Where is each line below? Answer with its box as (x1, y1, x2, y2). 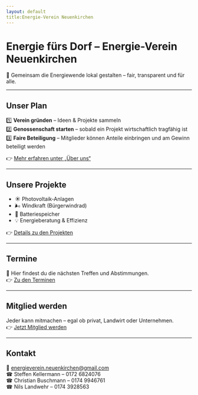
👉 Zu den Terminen (6, 276, 55, 283)
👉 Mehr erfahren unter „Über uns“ (6, 155, 91, 162)
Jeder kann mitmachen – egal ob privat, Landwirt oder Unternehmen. (6, 317, 174, 324)
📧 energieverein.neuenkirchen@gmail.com (6, 364, 109, 371)
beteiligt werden (6, 143, 46, 150)
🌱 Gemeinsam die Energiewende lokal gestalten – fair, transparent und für (6, 72, 185, 79)
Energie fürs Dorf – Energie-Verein (6, 40, 178, 53)
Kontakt (6, 348, 37, 358)
